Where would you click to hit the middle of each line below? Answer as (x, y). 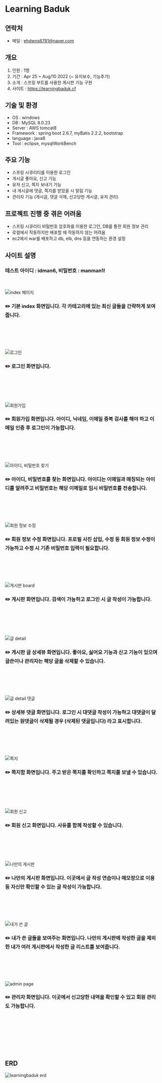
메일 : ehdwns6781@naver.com (43, 41)
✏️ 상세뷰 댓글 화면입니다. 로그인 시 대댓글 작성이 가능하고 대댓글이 (78, 712)
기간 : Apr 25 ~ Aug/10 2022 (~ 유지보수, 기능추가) (61, 76)
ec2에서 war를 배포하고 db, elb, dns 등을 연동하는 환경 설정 (69, 239)
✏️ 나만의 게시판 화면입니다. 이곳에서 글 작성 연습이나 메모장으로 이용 (80, 878)
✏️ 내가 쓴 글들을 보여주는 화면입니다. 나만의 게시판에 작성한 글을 (75, 938)
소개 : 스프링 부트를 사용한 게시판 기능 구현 (52, 82)
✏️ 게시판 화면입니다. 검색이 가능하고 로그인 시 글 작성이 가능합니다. (78, 600)
